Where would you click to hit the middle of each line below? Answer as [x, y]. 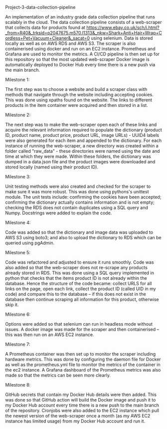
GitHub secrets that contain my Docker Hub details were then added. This [81, 395]
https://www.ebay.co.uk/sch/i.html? [123, 27]
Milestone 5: [18, 252]
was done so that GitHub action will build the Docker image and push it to [81, 400]
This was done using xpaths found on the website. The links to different [79, 100]
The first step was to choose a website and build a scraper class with [76, 89]
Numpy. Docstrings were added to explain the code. [59, 213]
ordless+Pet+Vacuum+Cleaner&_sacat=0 [48, 38]
